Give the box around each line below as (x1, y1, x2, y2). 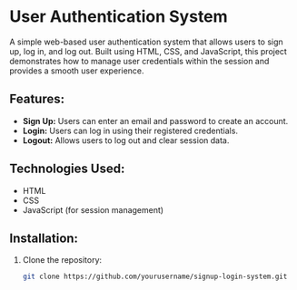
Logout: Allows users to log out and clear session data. (22, 134, 230, 146)
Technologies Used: (9, 161, 125, 177)
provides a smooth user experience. (9, 65, 144, 76)
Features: (9, 92, 65, 107)
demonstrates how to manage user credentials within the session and (9, 55, 270, 66)
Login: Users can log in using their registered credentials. (22, 125, 239, 136)
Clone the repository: (22, 255, 103, 266)
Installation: (9, 230, 79, 246)
